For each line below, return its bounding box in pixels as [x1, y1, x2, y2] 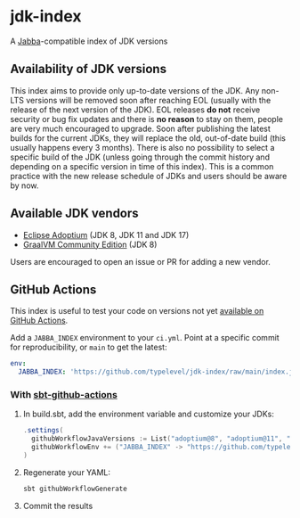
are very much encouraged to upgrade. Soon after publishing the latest [10, 123, 271, 134]
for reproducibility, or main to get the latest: [10, 341, 167, 353]
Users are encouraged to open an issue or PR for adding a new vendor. [10, 256, 271, 267]
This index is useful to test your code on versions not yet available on [10, 306, 264, 317]
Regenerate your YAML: [22, 466, 110, 478]
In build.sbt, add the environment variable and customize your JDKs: [22, 408, 275, 420]
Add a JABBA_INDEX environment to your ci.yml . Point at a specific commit [10, 333, 280, 343]
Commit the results [22, 500, 93, 511]
